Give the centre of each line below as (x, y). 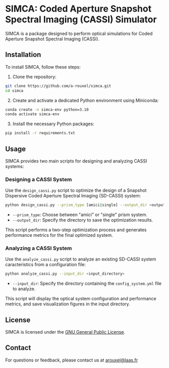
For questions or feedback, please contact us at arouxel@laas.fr (72, 360)
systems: (15, 166)
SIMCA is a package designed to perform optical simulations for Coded (79, 33)
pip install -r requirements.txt (40, 133)
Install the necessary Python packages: (53, 124)
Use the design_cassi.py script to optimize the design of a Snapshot (76, 190)
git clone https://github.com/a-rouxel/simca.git (58, 86)
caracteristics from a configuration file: (46, 265)
